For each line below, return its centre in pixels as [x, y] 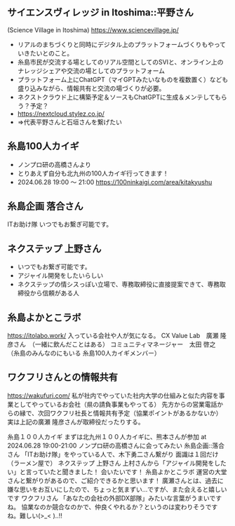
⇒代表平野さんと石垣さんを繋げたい [70, 122]
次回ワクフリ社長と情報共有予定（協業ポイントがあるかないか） [130, 413]
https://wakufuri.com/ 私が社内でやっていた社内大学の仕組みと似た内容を [113, 396]
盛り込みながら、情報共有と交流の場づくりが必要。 [91, 88]
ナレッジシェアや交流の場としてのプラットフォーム [91, 70]
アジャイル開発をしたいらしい [60, 276]
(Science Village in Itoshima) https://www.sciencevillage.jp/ [93, 29]
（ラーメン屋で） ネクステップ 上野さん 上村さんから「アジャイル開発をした [117, 463]
